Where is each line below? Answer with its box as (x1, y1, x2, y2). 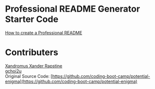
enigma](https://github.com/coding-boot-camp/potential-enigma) (5, 78, 138, 84)
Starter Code (5, 14, 59, 25)
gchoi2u (5, 68, 22, 74)
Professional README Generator (5, 3, 140, 15)
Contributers (5, 47, 59, 58)
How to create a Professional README (5, 30, 82, 36)
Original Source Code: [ (5, 73, 53, 79)
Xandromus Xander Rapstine (5, 63, 63, 69)
